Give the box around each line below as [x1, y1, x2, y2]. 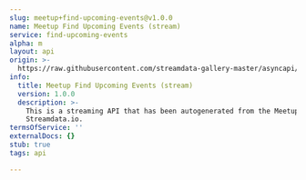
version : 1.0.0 [17, 89, 76, 98]
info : [9, 73, 30, 82]
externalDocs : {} [9, 132, 76, 141]
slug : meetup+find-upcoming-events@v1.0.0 [9, 13, 173, 23]
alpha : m [9, 38, 43, 48]
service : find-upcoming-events [9, 30, 128, 39]
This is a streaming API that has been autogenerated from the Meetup [25, 106, 300, 115]
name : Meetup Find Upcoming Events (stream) [9, 22, 181, 31]
